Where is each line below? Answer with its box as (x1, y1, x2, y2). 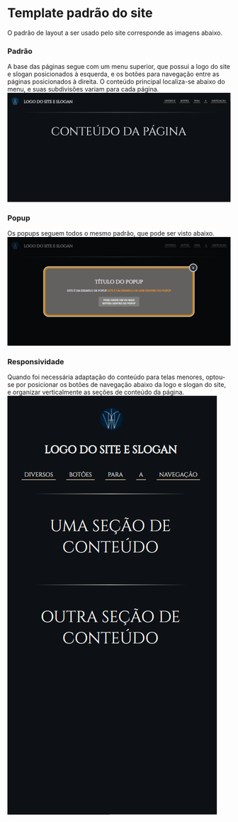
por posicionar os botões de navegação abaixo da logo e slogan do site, (16, 380, 227, 389)
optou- (205, 373, 225, 381)
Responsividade (7, 356, 64, 366)
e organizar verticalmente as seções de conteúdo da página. (7, 388, 185, 397)
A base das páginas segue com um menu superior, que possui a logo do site (7, 62, 230, 71)
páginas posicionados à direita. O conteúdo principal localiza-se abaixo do (7, 77, 225, 86)
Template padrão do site (7, 5, 153, 21)
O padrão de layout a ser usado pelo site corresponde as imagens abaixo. (7, 28, 223, 37)
